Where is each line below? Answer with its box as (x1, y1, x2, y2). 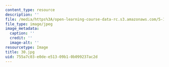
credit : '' (10, 36, 33, 41)
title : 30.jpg (5, 49, 35, 54)
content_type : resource (5, 7, 55, 13)
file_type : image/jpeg (5, 21, 53, 27)
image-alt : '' (10, 40, 39, 45)
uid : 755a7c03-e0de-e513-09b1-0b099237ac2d (5, 54, 98, 59)
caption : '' (10, 31, 35, 36)
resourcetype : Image (5, 45, 49, 50)
